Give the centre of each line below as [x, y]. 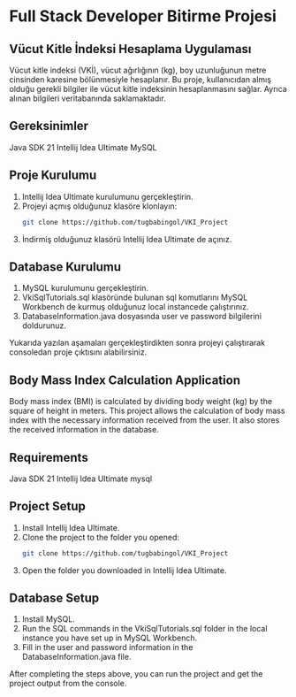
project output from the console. [68, 684]
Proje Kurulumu [53, 176]
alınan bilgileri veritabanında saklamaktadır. [87, 98]
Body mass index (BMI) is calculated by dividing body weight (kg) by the [140, 402]
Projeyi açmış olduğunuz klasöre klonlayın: [99, 206]
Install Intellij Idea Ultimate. [71, 527]
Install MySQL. [48, 619]
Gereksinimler [49, 126]
